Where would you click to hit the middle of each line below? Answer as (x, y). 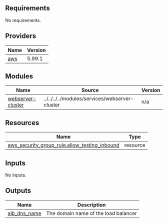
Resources (22, 123)
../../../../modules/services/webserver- (89, 98)
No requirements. (23, 20)
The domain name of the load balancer (92, 213)
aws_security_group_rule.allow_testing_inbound (63, 145)
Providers (21, 36)
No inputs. (16, 175)
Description (91, 204)
